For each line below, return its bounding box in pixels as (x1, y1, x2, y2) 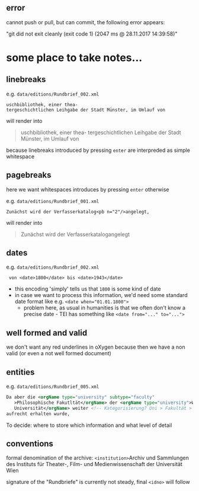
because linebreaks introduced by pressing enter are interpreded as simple (6, 146, 191, 154)
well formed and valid (6, 327, 88, 338)
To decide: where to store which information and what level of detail (6, 422, 172, 429)
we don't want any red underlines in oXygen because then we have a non (6, 343, 185, 350)
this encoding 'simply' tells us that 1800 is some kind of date (14, 285, 161, 292)
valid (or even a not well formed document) (6, 350, 111, 357)
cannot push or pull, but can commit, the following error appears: (6, 18, 165, 25)
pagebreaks (6, 170, 52, 180)
